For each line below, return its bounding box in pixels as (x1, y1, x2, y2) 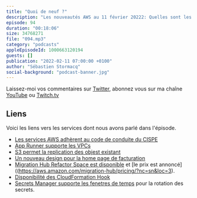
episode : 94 (6, 20, 35, 25)
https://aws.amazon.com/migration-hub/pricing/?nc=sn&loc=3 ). (18, 167, 175, 174)
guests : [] (6, 53, 33, 59)
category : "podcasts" (6, 42, 60, 48)
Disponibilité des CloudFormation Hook (14, 174, 111, 181)
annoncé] (159, 161, 182, 168)
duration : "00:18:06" (6, 25, 60, 31)
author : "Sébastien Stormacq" (6, 63, 81, 70)
